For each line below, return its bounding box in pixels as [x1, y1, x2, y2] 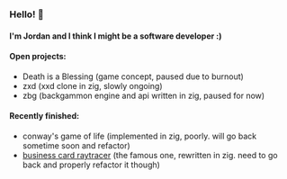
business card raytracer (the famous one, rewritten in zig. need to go [22, 149, 278, 160]
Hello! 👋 [9, 8, 45, 21]
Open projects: [9, 51, 67, 62]
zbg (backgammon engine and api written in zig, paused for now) [22, 90, 265, 101]
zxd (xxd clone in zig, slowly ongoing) [22, 80, 164, 91]
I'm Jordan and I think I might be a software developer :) [9, 31, 222, 41]
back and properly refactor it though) [22, 159, 160, 170]
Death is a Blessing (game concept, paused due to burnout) [22, 71, 245, 82]
